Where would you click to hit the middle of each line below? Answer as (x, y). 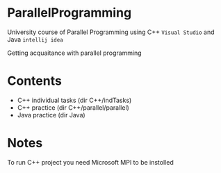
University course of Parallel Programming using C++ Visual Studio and (111, 32)
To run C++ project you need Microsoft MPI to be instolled (90, 162)
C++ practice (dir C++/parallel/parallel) (73, 107)
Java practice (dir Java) (51, 115)
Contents (35, 81)
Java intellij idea (35, 39)
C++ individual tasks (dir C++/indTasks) (74, 100)
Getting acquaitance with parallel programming (74, 53)
